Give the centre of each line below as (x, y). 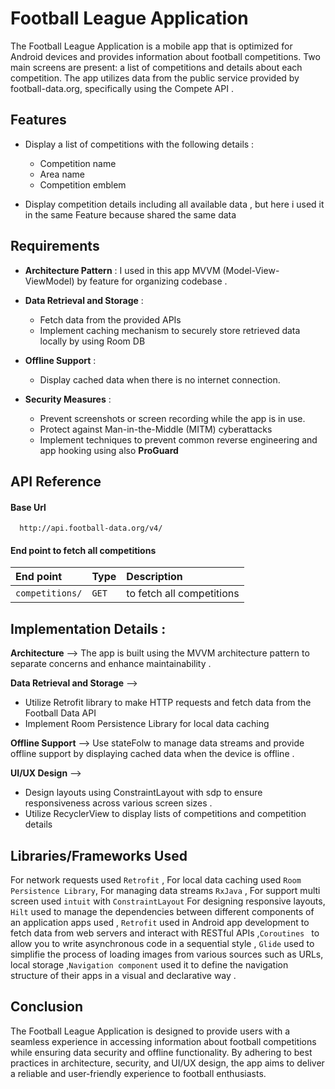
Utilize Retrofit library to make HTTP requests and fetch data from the (168, 703)
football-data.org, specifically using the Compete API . (122, 88)
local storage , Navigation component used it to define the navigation (149, 964)
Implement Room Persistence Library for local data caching (147, 724)
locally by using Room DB (92, 341)
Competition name (78, 163)
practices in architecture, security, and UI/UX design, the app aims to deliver (167, 1063)
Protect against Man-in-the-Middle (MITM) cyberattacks (156, 429)
